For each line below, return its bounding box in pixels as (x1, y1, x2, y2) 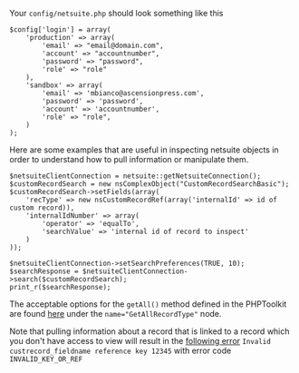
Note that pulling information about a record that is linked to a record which (9, 326, 290, 337)
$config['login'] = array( (9, 25, 111, 34)
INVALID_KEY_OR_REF (9, 355, 83, 364)
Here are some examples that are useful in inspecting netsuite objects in (9, 144, 279, 155)
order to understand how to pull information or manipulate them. (9, 154, 249, 164)
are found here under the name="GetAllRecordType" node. (9, 309, 222, 319)
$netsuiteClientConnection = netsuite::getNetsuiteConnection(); (9, 172, 261, 181)
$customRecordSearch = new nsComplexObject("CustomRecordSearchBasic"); (9, 180, 290, 189)
